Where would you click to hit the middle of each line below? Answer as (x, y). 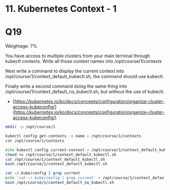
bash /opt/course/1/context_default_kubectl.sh (56, 164)
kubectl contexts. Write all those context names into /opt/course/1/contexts (83, 61)
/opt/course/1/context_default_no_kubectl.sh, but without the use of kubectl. (85, 92)
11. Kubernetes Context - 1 (61, 9)
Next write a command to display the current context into (65, 71)
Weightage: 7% (21, 46)
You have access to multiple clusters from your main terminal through (78, 56)
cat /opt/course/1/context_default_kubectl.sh (55, 159)
